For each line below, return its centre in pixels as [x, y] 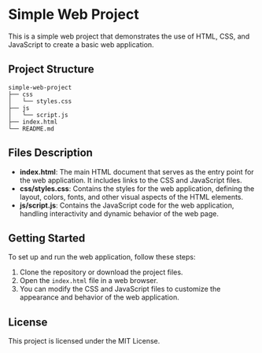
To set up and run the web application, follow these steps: [102, 257]
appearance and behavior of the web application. [99, 297]
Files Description [50, 153]
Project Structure [51, 70]
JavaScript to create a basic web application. [81, 44]
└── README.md [31, 129]
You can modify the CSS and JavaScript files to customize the [120, 289]
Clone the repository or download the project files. [101, 272]
